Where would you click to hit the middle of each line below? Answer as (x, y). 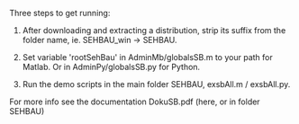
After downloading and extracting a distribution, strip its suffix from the (154, 30)
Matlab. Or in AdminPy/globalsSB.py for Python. (111, 67)
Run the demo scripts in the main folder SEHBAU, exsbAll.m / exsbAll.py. (156, 84)
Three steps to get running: (60, 13)
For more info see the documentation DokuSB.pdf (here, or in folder (135, 102)
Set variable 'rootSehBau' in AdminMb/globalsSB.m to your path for (147, 57)
